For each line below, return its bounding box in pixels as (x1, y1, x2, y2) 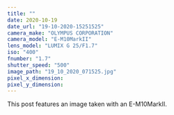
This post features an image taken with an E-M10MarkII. (7, 100, 167, 108)
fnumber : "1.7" (7, 55, 52, 62)
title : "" (7, 10, 36, 17)
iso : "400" (7, 49, 39, 56)
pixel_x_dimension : (7, 74, 64, 82)
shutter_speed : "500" (7, 62, 70, 69)
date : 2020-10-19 (7, 17, 58, 24)
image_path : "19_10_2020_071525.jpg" (7, 68, 117, 75)
